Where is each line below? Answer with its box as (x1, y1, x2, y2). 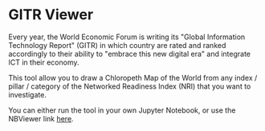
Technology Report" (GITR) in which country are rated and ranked (8, 40, 226, 50)
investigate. (8, 89, 47, 99)
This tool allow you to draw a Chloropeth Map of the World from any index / (8, 73, 258, 82)
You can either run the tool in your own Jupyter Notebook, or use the (8, 105, 236, 115)
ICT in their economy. (8, 58, 79, 67)
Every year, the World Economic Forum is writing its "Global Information (8, 32, 246, 42)
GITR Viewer (8, 6, 94, 24)
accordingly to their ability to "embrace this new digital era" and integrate (8, 49, 251, 58)
